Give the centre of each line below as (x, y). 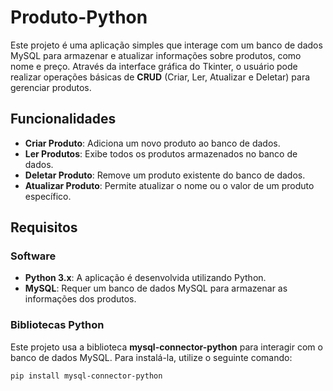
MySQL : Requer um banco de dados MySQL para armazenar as (156, 288)
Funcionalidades (63, 119)
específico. (48, 196)
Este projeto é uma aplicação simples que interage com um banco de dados (166, 45)
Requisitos (44, 227)
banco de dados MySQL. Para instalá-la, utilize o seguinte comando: (151, 357)
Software (33, 256)
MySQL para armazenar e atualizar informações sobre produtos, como (156, 55)
